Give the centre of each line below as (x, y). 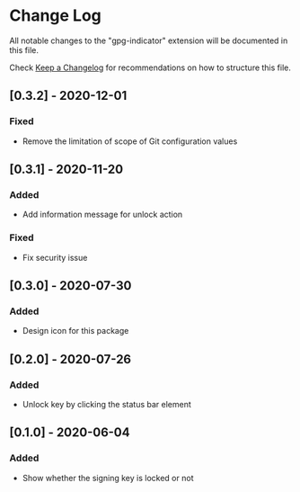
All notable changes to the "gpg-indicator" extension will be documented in (149, 40)
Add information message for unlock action (102, 215)
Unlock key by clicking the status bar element (106, 404)
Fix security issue (55, 257)
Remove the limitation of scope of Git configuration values (130, 141)
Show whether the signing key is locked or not (108, 478)
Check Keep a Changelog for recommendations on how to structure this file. (150, 67)
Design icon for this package (75, 331)
